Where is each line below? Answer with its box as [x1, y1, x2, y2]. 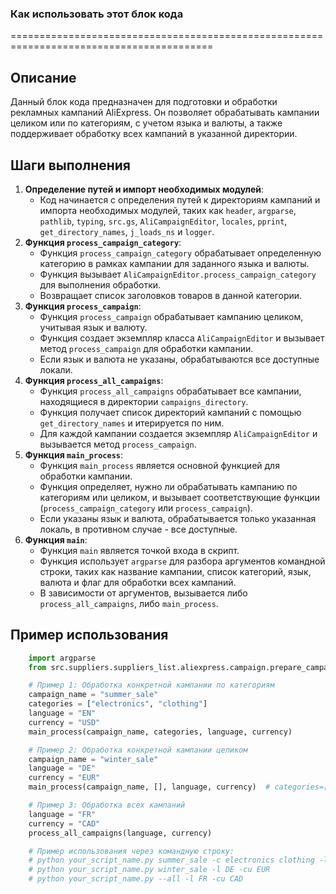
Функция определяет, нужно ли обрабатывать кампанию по [39, 480, 298, 492]
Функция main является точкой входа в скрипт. [39, 544, 240, 556]
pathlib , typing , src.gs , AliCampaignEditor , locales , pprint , [39, 215, 288, 227]
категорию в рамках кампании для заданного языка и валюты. [39, 257, 310, 269]
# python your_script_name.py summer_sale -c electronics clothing [28, 855, 315, 866]
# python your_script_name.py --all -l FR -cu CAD [28, 874, 244, 884]
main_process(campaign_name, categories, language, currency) [28, 727, 293, 737]
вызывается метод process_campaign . [39, 438, 197, 450]
